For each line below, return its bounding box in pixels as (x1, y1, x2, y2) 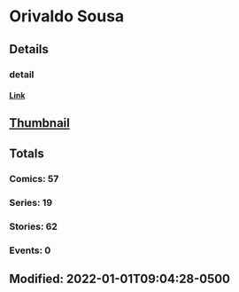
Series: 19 (9, 196, 53, 209)
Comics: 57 (9, 172, 59, 185)
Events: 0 (9, 244, 51, 256)
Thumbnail (9, 115, 71, 130)
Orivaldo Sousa (9, 6, 125, 27)
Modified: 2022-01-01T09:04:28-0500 (9, 271, 231, 286)
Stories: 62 (9, 220, 58, 233)
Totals (9, 146, 44, 161)
